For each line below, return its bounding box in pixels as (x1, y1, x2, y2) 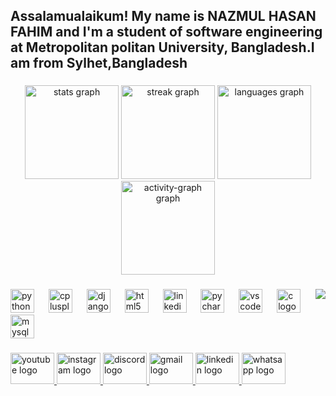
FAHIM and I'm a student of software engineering (10, 24, 323, 41)
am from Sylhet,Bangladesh (10, 55, 188, 72)
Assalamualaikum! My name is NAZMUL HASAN (10, 8, 317, 25)
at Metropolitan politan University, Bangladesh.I (10, 39, 315, 56)
